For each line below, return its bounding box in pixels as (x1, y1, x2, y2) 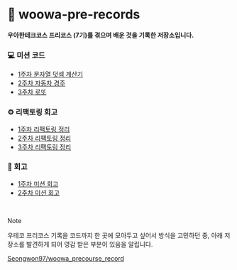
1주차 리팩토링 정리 (17, 124, 70, 134)
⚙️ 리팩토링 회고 (7, 107, 58, 117)
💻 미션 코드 (7, 50, 45, 60)
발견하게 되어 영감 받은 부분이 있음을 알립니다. (26, 239, 153, 248)
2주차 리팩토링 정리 (17, 134, 72, 142)
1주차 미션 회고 (17, 179, 59, 188)
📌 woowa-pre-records (7, 6, 140, 23)
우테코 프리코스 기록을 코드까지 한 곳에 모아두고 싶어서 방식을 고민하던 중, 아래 (7, 231, 224, 239)
